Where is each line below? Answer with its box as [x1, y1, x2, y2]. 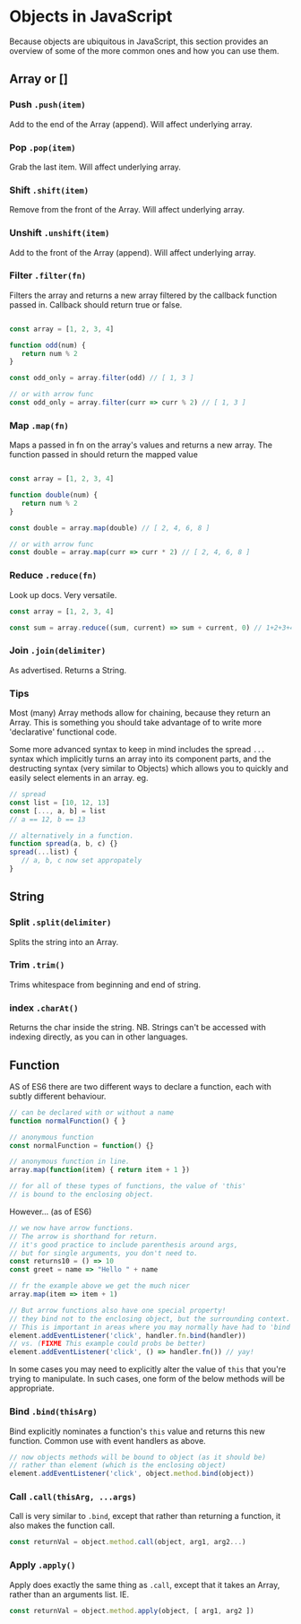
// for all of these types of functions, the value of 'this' [9, 1182, 246, 1191]
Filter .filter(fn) [9, 269, 87, 282]
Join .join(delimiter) [9, 644, 107, 656]
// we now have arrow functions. [9, 1223, 134, 1232]
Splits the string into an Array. [9, 936, 119, 947]
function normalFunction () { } [9, 1116, 126, 1125]
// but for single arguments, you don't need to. [9, 1248, 199, 1257]
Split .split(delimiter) [9, 916, 112, 929]
